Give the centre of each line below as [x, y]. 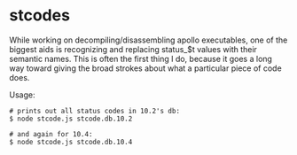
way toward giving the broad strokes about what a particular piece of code [145, 68]
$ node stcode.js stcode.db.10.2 [71, 119]
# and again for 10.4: [51, 134]
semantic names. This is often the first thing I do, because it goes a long [141, 58]
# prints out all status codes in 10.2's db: [94, 111]
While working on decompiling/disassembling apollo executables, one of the [148, 40]
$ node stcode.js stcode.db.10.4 [71, 142]
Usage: [22, 95]
